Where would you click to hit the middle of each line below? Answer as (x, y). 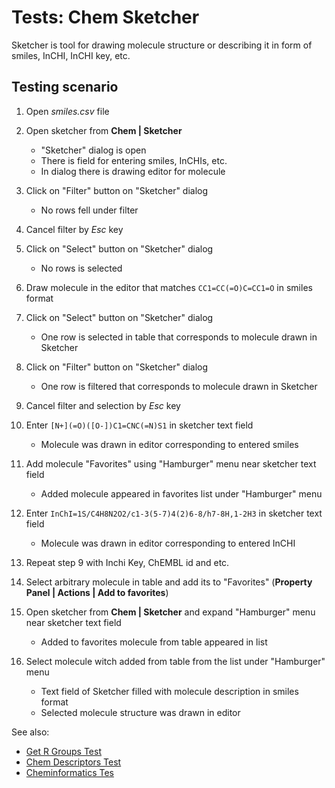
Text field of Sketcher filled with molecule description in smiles (169, 691)
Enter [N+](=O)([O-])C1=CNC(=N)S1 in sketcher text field (139, 425)
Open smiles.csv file (67, 111)
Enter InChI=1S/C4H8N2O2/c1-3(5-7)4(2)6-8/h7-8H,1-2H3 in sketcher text (174, 513)
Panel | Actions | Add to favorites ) (97, 592)
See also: (30, 732)
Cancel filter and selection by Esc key (103, 405)
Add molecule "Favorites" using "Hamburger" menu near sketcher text (171, 463)
